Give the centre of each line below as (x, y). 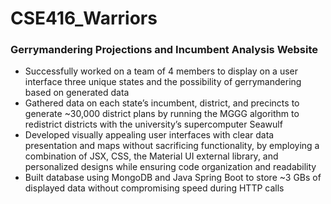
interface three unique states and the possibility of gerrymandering (163, 82)
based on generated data (77, 93)
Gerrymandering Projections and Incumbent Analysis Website (164, 50)
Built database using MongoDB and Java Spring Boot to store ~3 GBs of (173, 178)
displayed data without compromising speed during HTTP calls (154, 188)
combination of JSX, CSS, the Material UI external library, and (151, 156)
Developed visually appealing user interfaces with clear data (149, 135)
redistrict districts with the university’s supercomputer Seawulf (153, 124)
